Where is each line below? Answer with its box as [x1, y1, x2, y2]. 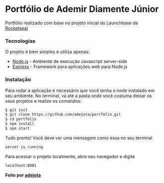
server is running [5, 144, 43, 149]
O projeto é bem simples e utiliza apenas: [5, 49, 90, 55]
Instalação [5, 76, 31, 83]
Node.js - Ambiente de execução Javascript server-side [12, 59, 128, 64]
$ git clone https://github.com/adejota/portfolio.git [5, 112, 121, 117]
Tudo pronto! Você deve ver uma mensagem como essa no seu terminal [5, 135, 153, 141]
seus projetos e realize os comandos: [5, 98, 82, 104]
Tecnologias [5, 37, 36, 44]
